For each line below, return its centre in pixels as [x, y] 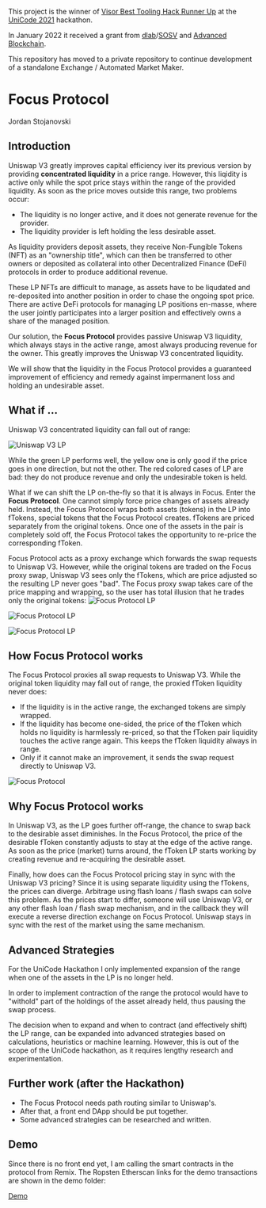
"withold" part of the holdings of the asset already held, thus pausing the [127, 1001]
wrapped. [35, 716]
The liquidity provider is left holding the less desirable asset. [118, 231]
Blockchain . [27, 44]
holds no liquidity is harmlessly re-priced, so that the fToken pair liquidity [139, 732]
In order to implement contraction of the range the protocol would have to [128, 993]
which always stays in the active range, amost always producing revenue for [133, 345]
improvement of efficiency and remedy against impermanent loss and [122, 377]
